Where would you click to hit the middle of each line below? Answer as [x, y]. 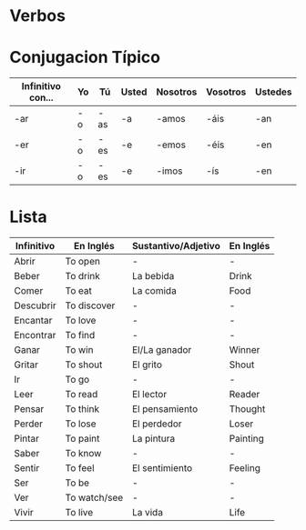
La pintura [153, 439]
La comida [154, 291]
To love [81, 321]
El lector [149, 395]
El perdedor [157, 424]
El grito [147, 365]
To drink [82, 276]
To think [82, 409]
